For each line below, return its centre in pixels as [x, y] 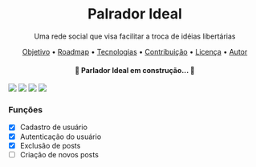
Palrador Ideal [135, 14]
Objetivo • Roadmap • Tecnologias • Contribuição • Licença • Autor [135, 51]
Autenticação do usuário [61, 136]
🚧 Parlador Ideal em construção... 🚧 [135, 70]
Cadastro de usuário [54, 127]
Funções [25, 110]
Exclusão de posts [50, 145]
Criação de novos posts [59, 154]
